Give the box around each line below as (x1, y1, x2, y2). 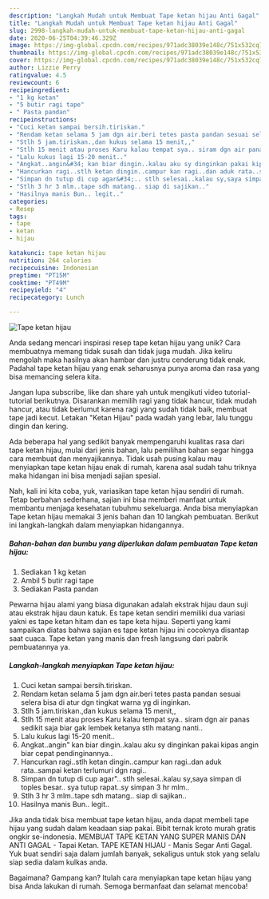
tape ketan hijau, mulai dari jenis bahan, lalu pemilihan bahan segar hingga (9, 445, 254, 455)
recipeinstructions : (9, 116, 78, 124)
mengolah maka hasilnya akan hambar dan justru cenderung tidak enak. (9, 355, 246, 364)
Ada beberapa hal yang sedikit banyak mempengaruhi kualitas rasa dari (9, 437, 245, 446)
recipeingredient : (9, 86, 70, 94)
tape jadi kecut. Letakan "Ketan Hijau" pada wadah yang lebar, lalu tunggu (9, 413, 254, 422)
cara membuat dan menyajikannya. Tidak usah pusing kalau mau (9, 454, 223, 463)
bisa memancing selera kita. (9, 372, 101, 381)
